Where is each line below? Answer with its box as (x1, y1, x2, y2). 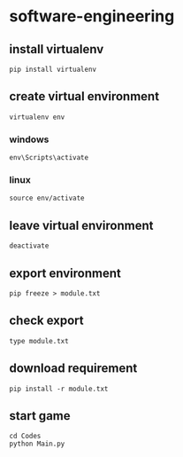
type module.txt (9, 336, 69, 345)
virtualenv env (9, 113, 65, 122)
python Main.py (9, 439, 65, 449)
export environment (9, 265, 121, 280)
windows (9, 133, 50, 146)
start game (9, 408, 71, 423)
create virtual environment (9, 89, 160, 104)
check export (9, 313, 84, 328)
